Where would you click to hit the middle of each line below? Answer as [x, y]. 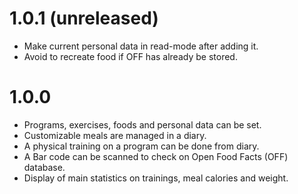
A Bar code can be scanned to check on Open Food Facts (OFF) [156, 156]
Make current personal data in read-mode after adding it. [141, 46]
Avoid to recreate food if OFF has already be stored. [130, 56]
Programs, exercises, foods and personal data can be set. [142, 124]
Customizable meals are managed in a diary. [115, 135]
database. [44, 167]
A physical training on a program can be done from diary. [141, 146]
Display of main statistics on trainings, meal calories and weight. [156, 178]
